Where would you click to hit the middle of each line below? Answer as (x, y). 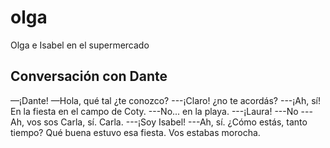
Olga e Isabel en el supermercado (80, 45)
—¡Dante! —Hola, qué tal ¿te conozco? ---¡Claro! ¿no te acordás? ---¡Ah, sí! (166, 100)
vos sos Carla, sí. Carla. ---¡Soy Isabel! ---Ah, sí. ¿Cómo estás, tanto (167, 122)
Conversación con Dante (89, 76)
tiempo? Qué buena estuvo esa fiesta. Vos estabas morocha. (135, 132)
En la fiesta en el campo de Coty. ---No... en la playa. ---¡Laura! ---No (154, 111)
